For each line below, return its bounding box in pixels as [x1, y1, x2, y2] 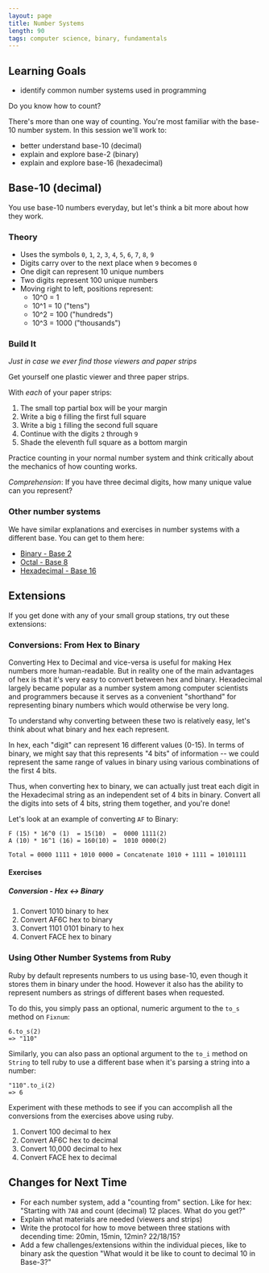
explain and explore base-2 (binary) [19, 150, 139, 160]
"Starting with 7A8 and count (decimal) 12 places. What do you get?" [19, 1205, 246, 1215]
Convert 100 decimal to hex [19, 1126, 111, 1136]
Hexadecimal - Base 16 [19, 566, 97, 575]
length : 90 [8, 27, 45, 35]
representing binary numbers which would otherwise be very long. [8, 700, 230, 710]
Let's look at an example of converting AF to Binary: [8, 814, 179, 823]
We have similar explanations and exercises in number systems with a [8, 525, 240, 534]
